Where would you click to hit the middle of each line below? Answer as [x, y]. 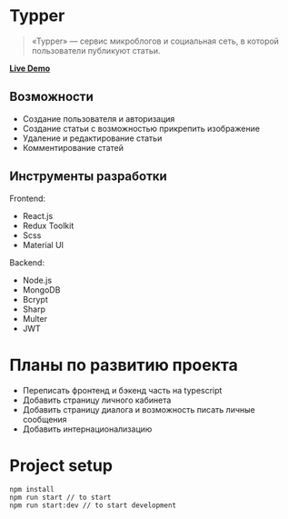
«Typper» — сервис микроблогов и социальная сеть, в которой [155, 41]
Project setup [61, 465]
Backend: [27, 262]
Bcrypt [35, 299]
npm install [32, 490]
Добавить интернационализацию [87, 429]
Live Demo [30, 68]
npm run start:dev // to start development [93, 505]
